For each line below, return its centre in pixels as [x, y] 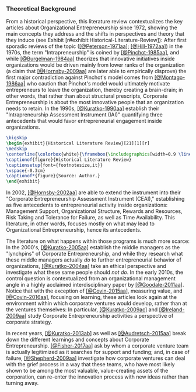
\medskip [17, 149]
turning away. [22, 383]
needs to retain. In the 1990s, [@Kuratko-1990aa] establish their [83, 109]
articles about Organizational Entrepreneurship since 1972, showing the [92, 27]
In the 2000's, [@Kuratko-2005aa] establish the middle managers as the [93, 247]
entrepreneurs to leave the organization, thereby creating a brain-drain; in [94, 90]
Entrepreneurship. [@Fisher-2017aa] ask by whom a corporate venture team [97, 346]
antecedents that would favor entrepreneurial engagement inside [84, 121]
